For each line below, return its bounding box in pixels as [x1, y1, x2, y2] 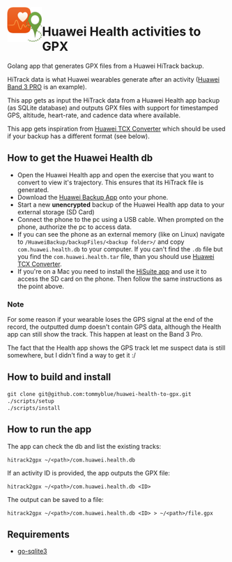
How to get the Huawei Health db [7, 152, 153, 164]
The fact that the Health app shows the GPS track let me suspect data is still [7, 343, 226, 352]
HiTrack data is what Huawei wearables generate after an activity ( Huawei [7, 75, 220, 83]
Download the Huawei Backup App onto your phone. [17, 193, 169, 201]
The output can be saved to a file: [7, 495, 104, 503]
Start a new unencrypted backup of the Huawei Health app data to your [17, 200, 225, 209]
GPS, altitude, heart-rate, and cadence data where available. [7, 111, 181, 119]
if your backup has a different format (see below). [7, 132, 150, 140]
